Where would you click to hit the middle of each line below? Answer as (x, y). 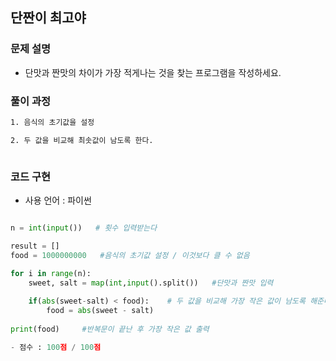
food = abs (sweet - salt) (100, 311)
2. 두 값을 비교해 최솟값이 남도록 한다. (82, 140)
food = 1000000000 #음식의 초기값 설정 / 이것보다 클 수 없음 (130, 255)
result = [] (35, 246)
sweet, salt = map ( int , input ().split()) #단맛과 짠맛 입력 (151, 283)
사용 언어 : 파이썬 (58, 200)
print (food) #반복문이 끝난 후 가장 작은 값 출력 (110, 329)
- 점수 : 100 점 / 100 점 (56, 347)
